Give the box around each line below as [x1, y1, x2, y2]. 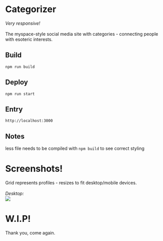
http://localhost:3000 [5, 118, 53, 124]
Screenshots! [5, 163, 63, 174]
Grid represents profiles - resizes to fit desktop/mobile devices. [5, 180, 137, 186]
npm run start [5, 91, 35, 96]
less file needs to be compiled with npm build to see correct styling [5, 145, 145, 152]
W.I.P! [5, 213, 31, 225]
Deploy [5, 78, 28, 87]
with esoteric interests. [5, 36, 53, 42]
